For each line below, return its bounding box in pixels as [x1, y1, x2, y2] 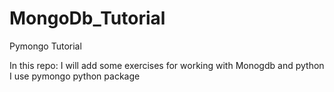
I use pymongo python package [9, 70, 141, 82]
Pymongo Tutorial [9, 40, 82, 52]
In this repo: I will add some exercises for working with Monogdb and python [9, 59, 325, 71]
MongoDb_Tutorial [9, 7, 166, 30]
